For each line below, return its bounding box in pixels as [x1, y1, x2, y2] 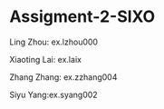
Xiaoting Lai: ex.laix [9, 54, 82, 64]
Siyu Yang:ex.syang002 [9, 89, 98, 100]
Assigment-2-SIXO [9, 6, 156, 27]
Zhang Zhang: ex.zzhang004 [9, 71, 118, 83]
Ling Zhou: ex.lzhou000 [9, 36, 98, 47]
